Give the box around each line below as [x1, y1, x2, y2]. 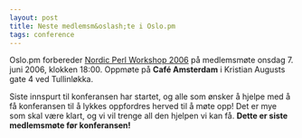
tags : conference [9, 30, 75, 39]
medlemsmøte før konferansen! [9, 120, 131, 131]
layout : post [9, 13, 59, 23]
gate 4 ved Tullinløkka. [9, 74, 94, 85]
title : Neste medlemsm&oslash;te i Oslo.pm [9, 22, 176, 31]
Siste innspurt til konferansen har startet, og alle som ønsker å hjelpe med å [9, 91, 291, 102]
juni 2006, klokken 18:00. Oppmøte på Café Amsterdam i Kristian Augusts [9, 64, 286, 75]
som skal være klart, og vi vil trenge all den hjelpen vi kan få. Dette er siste [9, 110, 288, 122]
